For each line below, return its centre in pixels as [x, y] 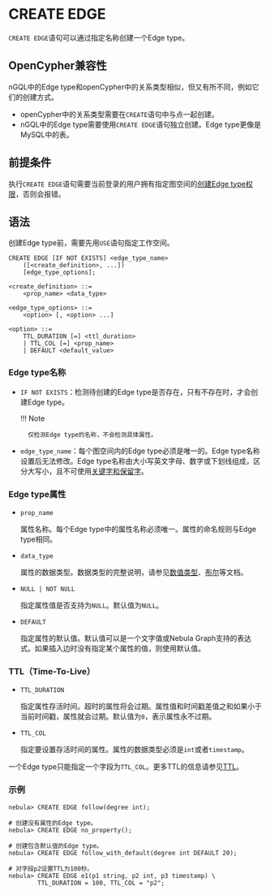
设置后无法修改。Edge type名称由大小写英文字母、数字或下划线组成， [137, 460]
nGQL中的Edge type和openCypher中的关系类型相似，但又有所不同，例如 [131, 87]
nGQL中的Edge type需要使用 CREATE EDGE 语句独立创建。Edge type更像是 [141, 124]
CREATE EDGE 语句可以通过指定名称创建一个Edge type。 [99, 37]
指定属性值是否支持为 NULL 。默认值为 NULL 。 [92, 605]
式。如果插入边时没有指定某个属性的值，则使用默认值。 [112, 648]
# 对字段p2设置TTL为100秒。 [51, 869]
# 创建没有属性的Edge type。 [53, 823]
